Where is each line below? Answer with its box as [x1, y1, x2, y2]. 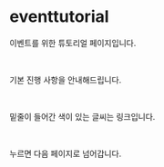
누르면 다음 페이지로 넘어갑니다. [9, 148, 122, 159]
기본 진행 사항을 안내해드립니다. [9, 74, 122, 85]
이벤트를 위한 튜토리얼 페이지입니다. [9, 37, 137, 48]
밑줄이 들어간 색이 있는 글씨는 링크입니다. [9, 111, 156, 122]
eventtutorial [9, 6, 109, 27]
